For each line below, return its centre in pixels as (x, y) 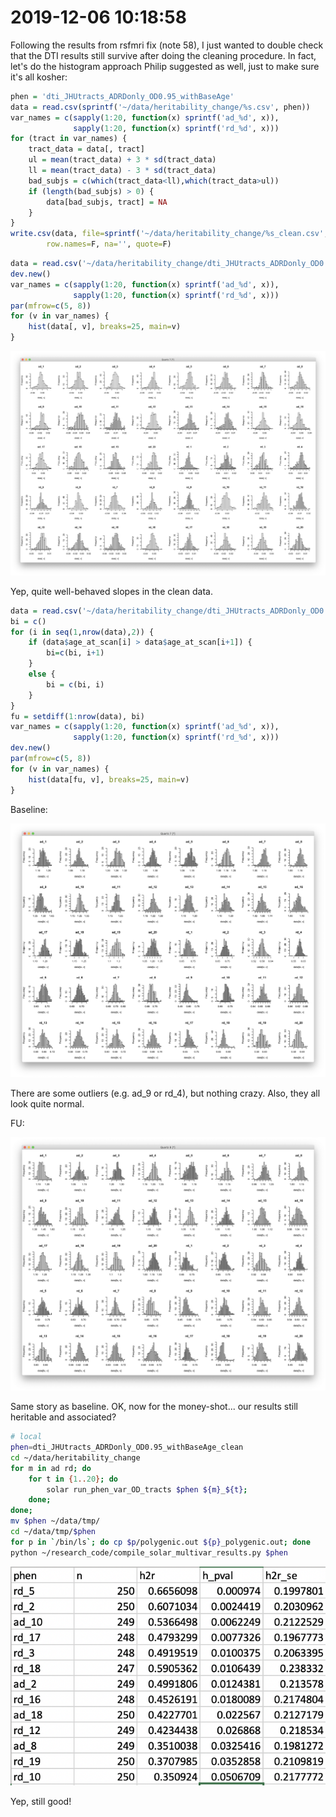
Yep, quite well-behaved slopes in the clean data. (111, 591)
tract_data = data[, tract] (86, 149)
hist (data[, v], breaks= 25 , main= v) (105, 327)
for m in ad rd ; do (51, 1468)
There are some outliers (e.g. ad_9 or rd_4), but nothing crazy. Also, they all (165, 1093)
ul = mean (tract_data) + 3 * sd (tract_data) (122, 160)
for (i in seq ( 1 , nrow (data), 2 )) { (82, 632)
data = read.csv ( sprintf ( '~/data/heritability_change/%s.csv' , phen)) (160, 107)
